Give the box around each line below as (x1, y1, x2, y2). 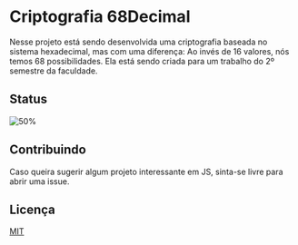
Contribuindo (9, 142, 86, 158)
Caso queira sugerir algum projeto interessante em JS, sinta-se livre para (9, 166, 283, 177)
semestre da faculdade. (9, 65, 98, 76)
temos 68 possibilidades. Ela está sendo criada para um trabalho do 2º (9, 55, 275, 66)
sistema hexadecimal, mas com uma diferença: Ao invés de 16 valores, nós (9, 45, 290, 56)
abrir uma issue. (9, 175, 70, 187)
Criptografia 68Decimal (9, 6, 191, 27)
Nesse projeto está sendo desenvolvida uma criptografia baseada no (9, 36, 268, 47)
